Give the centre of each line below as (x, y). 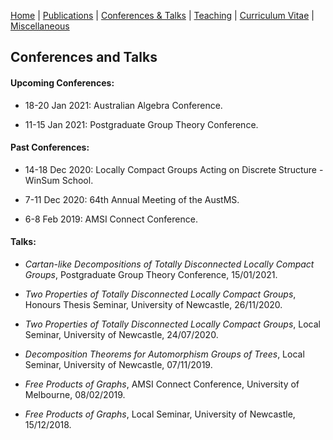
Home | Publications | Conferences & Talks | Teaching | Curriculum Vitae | (162, 15)
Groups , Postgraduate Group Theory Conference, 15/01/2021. (151, 274)
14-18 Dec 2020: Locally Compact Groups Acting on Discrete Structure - (174, 169)
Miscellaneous (40, 26)
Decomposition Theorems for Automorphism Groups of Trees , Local (164, 354)
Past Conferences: (50, 147)
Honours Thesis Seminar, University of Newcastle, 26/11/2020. (153, 304)
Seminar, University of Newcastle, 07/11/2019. (118, 364)
